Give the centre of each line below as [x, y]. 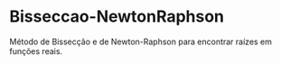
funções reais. [36, 51]
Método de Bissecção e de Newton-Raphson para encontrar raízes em [141, 42]
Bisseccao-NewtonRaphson [117, 17]
